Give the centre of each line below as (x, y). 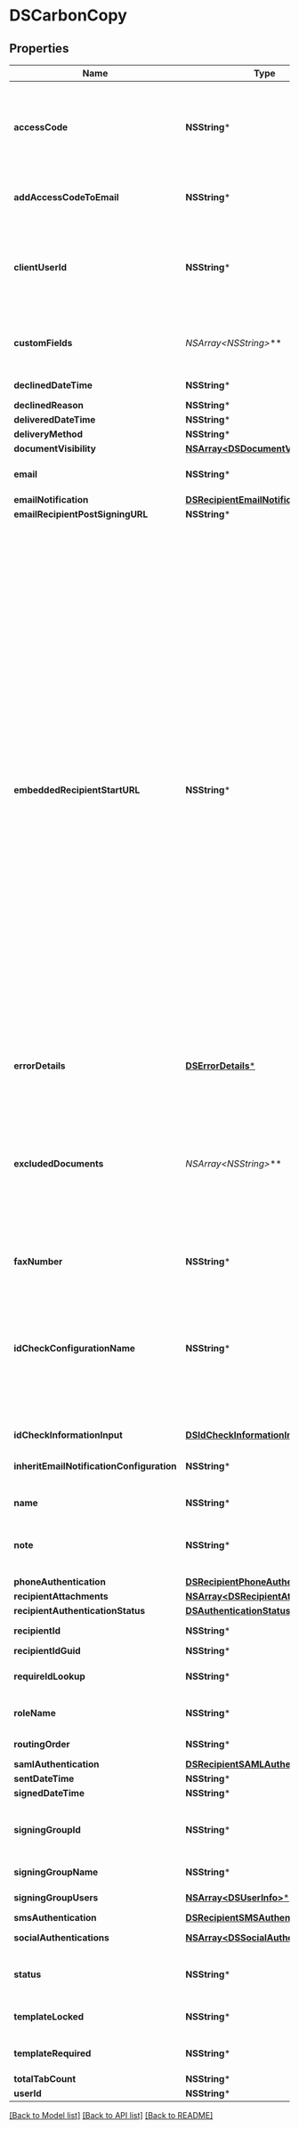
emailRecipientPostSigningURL (81, 514)
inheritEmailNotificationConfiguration (95, 1466)
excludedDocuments (59, 1164)
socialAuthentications (61, 1938)
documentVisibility (55, 448)
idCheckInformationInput (68, 1435)
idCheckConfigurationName (75, 1348)
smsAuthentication (55, 1918)
